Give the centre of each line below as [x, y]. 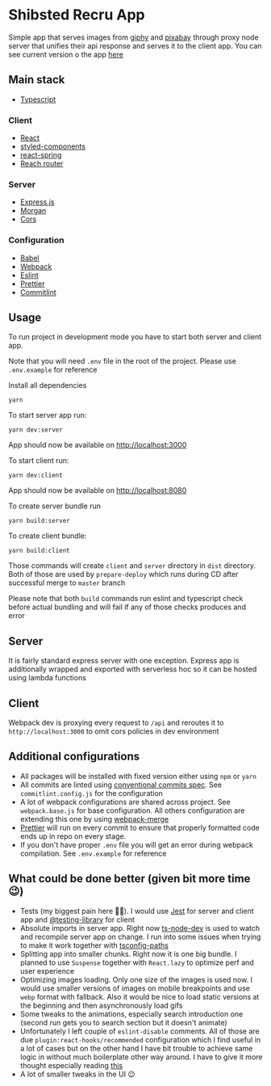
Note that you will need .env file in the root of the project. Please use [122, 361]
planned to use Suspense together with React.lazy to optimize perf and [137, 962]
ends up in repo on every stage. [73, 836]
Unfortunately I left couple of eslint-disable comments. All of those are [140, 1031]
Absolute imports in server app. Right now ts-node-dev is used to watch [140, 928]
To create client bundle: [48, 536]
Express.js [37, 202]
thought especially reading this [71, 1065]
